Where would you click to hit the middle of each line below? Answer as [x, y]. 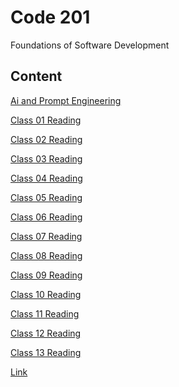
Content [36, 76]
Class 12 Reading [46, 333]
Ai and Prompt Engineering [66, 100]
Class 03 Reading [46, 158]
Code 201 [50, 17]
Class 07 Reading [46, 236]
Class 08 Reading [46, 255]
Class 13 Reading [46, 352]
